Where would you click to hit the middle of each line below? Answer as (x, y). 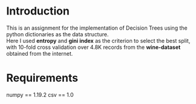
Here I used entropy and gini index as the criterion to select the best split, (98, 41)
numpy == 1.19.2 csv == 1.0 (40, 94)
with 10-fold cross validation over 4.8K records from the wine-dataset (93, 47)
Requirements (42, 78)
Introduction (38, 11)
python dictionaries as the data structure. (58, 34)
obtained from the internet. (40, 53)
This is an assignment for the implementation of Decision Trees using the (97, 28)
